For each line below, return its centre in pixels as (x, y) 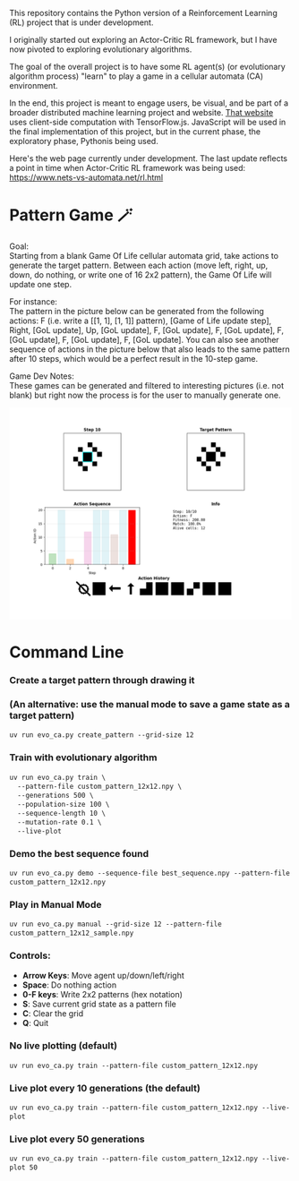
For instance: (34, 301)
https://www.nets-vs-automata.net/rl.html (86, 177)
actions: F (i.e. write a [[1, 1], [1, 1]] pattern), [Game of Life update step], (141, 321)
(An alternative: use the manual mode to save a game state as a (150, 704)
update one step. (41, 284)
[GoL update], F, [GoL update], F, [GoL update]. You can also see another (144, 339)
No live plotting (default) (64, 1046)
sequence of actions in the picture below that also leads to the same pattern (149, 349)
